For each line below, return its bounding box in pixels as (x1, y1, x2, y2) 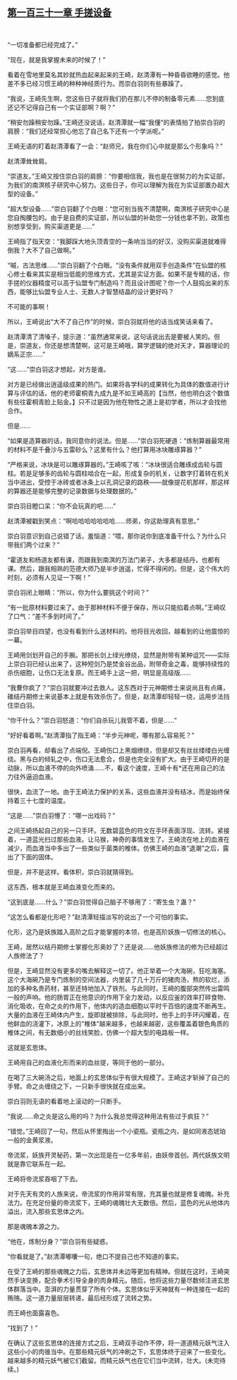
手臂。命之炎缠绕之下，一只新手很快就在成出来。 (7, 1082, 150, 1090)
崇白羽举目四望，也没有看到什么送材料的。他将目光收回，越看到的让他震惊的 (7, 627, 230, 635)
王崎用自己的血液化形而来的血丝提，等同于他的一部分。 (7, 1058, 168, 1067)
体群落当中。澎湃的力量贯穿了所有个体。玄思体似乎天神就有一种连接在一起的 (7, 1285, 230, 1293)
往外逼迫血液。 (13, 772, 57, 781)
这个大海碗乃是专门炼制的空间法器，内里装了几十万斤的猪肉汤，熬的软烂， (7, 975, 224, 983)
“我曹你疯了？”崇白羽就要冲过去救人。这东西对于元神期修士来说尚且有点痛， (7, 683, 229, 691)
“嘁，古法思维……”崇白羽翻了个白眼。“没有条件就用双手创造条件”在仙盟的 (7, 260, 221, 270)
